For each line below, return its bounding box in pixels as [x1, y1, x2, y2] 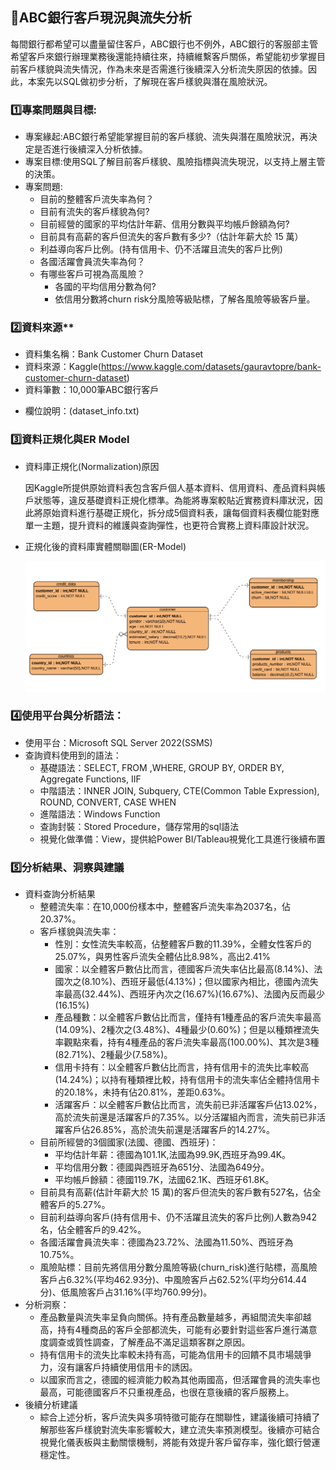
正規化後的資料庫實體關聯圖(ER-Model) [24, 540, 187, 552]
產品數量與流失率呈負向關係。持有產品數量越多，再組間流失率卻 [39, 1311, 303, 1323]
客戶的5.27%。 [48, 1199, 111, 1211]
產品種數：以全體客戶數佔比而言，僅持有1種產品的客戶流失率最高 [54, 1011, 322, 1023]
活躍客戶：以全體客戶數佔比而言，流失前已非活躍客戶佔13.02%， [54, 1099, 323, 1111]
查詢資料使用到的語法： [24, 749, 122, 761]
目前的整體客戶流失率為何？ [39, 193, 155, 205]
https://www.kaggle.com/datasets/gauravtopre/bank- [100, 361, 322, 373]
